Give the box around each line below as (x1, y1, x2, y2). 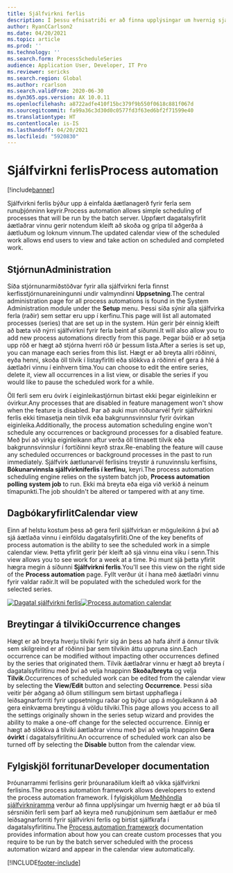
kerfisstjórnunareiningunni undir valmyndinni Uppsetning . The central (7, 290, 205, 297)
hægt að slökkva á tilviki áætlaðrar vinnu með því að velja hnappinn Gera (7, 725, 215, 733)
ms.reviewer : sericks (7, 68, 70, 75)
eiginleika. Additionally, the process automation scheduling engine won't (7, 421, 213, 429)
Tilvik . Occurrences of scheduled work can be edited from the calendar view (7, 674, 226, 682)
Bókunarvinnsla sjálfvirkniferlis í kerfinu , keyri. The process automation (7, 465, 214, 473)
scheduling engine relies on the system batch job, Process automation (7, 473, 210, 481)
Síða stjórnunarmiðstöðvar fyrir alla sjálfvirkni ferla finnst (7, 282, 169, 290)
